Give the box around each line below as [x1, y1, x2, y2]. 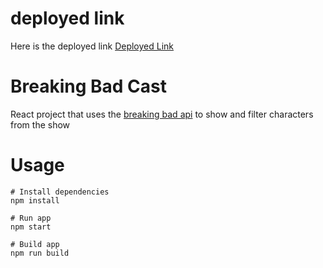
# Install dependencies [10, 187, 110, 197]
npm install [10, 195, 60, 206]
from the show [10, 118, 71, 131]
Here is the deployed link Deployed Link [10, 40, 175, 52]
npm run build [10, 248, 70, 258]
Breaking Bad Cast [10, 75, 168, 98]
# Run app [10, 213, 52, 223]
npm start [10, 222, 52, 232]
